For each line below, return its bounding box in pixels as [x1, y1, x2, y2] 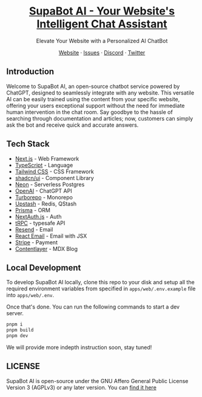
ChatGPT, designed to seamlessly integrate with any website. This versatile [6, 89, 195, 96]
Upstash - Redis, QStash [15, 200, 77, 207]
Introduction [6, 67, 55, 77]
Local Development [6, 262, 81, 273]
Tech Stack [6, 139, 50, 149]
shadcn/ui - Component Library [15, 174, 94, 181]
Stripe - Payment [15, 238, 58, 246]
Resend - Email [15, 225, 53, 233]
